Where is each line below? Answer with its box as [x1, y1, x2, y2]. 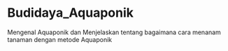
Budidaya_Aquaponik [7, 5, 134, 21]
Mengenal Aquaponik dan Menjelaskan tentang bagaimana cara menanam [7, 28, 222, 36]
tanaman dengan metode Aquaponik [7, 35, 113, 43]
